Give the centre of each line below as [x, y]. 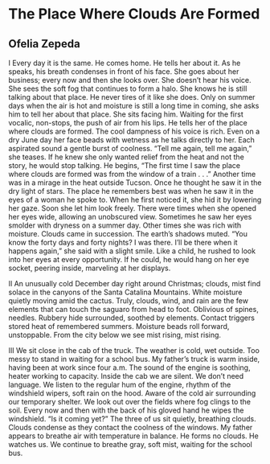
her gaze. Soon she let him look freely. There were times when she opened [133, 208]
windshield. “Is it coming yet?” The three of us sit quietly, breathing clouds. [132, 419]
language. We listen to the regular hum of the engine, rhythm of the [120, 384]
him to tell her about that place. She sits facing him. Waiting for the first [126, 114]
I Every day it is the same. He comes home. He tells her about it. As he [125, 63]
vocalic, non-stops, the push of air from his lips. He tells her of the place [128, 123]
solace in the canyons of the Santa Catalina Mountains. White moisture [125, 292]
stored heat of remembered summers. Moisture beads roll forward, [119, 326]
